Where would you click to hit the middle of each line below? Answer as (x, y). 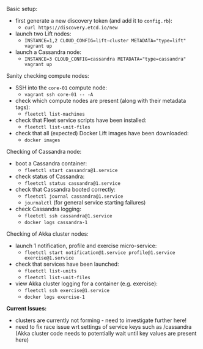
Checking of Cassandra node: (44, 152)
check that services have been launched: (67, 264)
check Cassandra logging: (48, 209)
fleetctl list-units (50, 271)
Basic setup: (22, 9)
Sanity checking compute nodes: (48, 76)
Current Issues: (27, 308)
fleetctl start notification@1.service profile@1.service (100, 253)
